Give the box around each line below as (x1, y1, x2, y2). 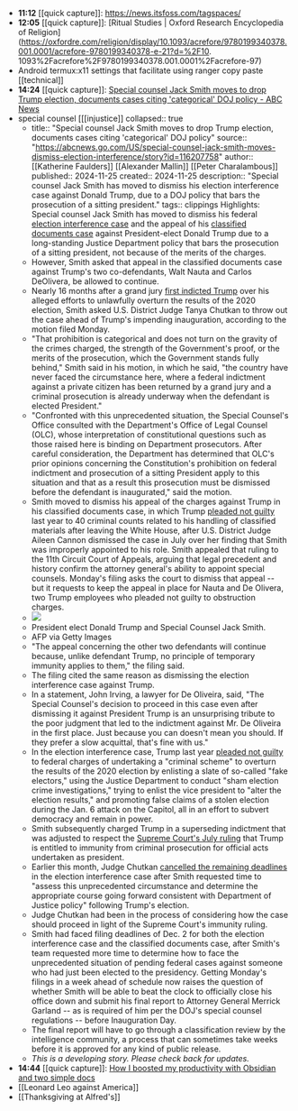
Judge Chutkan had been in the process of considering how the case (31, 910, 289, 920)
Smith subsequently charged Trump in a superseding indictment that (31, 823, 286, 833)
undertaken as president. (31, 852, 124, 862)
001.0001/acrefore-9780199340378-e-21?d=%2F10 (17, 46, 210, 57)
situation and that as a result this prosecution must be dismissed (31, 477, 271, 488)
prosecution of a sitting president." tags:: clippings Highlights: (31, 199, 261, 210)
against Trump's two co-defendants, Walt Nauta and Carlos (31, 266, 252, 277)
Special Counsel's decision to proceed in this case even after (31, 699, 258, 709)
